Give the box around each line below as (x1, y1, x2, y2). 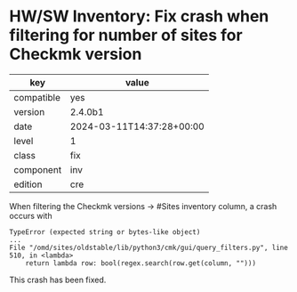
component (13, 163, 62, 175)
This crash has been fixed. (9, 274, 107, 285)
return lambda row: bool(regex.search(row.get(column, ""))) (25, 258, 256, 268)
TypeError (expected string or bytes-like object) (9, 227, 201, 237)
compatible (13, 91, 60, 103)
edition (13, 178, 43, 191)
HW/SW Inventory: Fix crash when (9, 6, 269, 27)
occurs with (9, 210, 52, 221)
